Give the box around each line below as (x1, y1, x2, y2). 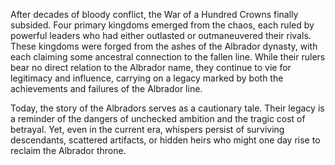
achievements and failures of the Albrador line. (10, 83, 203, 94)
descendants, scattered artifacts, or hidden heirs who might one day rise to (10, 134, 321, 146)
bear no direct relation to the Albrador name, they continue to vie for (10, 62, 292, 73)
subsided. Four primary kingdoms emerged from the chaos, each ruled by (10, 19, 315, 31)
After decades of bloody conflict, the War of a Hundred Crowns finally (10, 9, 299, 20)
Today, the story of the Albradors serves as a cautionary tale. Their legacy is (10, 102, 325, 114)
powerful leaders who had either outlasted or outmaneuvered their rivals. (10, 30, 312, 41)
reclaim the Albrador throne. (10, 145, 127, 156)
